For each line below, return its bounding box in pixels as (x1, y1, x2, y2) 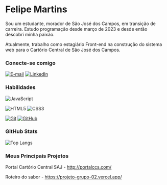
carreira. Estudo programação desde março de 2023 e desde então (5, 26, 148, 32)
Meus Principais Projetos (5, 152, 69, 159)
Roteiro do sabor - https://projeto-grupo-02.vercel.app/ (5, 174, 123, 180)
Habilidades (5, 84, 36, 91)
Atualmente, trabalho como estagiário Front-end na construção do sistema (5, 41, 162, 47)
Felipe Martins (5, 4, 67, 15)
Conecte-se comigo (5, 59, 56, 66)
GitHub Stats (5, 128, 38, 135)
